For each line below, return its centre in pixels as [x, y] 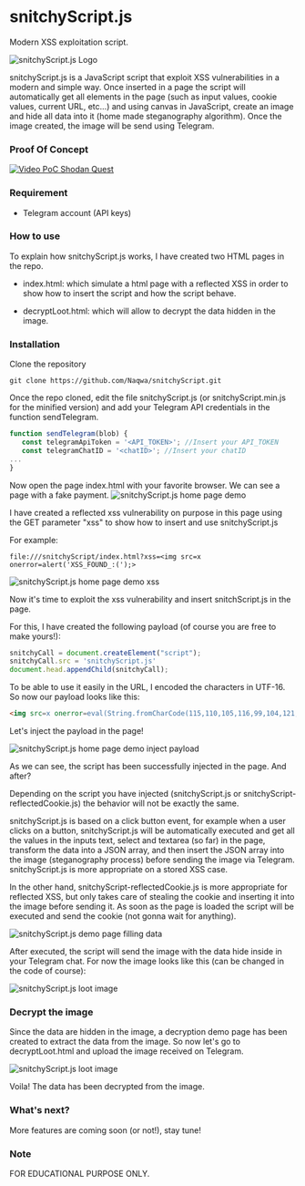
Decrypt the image [51, 1012]
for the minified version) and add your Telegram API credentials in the [140, 407]
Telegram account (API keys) [77, 212]
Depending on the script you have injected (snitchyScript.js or [125, 794]
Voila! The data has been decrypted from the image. [107, 1087]
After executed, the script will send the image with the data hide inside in [146, 951]
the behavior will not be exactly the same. [161, 803]
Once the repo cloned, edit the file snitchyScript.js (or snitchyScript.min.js [148, 397]
